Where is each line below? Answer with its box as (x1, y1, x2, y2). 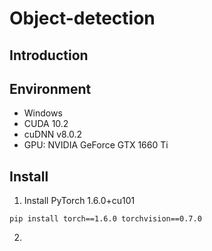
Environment (9, 80, 92, 97)
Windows (23, 107, 63, 119)
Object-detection (9, 7, 156, 30)
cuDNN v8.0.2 (23, 128, 83, 141)
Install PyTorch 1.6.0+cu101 (23, 195, 136, 207)
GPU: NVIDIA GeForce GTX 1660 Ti (23, 139, 169, 151)
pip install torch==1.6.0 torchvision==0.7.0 (9, 214, 202, 224)
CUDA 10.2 (23, 118, 69, 130)
